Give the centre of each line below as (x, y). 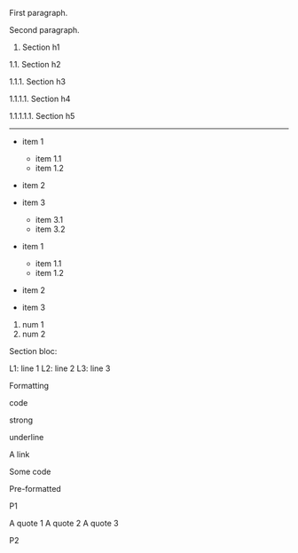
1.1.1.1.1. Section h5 (42, 116)
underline (27, 437)
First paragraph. (39, 13)
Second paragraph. (44, 30)
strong (21, 420)
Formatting (29, 386)
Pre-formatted (35, 489)
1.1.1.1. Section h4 (40, 99)
